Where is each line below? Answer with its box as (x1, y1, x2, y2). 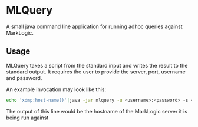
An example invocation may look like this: (6, 86, 107, 93)
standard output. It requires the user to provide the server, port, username (6, 68, 186, 75)
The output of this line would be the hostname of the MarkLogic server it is (6, 108, 187, 115)
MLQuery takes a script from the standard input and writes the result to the (6, 62, 188, 69)
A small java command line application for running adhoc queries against (6, 23, 183, 30)
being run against (6, 114, 49, 121)
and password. (6, 74, 42, 81)
